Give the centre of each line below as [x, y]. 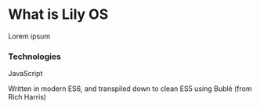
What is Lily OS [58, 15]
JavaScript [25, 74]
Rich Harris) [27, 97]
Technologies [34, 56]
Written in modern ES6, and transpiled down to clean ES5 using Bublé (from [130, 89]
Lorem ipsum [29, 36]
